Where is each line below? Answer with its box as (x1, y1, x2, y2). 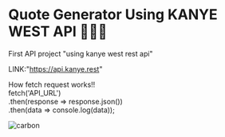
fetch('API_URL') (8, 88, 61, 97)
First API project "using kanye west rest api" (8, 49, 153, 58)
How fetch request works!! (8, 80, 96, 89)
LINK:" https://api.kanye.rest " (8, 64, 103, 73)
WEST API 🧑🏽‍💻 (8, 22, 108, 41)
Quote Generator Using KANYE (8, 6, 218, 24)
